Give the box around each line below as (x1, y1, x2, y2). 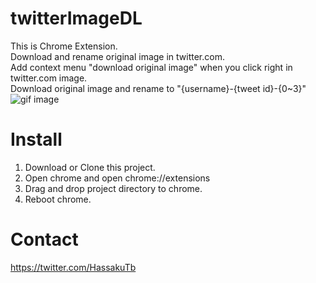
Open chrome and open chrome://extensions (24, 172, 211, 184)
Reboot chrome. (24, 193, 92, 205)
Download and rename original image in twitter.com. (10, 50, 225, 62)
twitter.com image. (10, 72, 88, 84)
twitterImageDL (10, 7, 143, 30)
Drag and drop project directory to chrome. (24, 182, 203, 194)
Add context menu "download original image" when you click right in (10, 61, 293, 73)
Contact (10, 228, 79, 251)
